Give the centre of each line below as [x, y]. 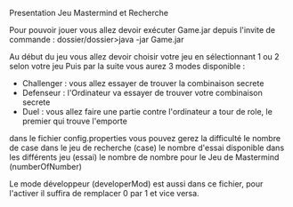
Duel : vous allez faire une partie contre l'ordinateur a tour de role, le [147, 111]
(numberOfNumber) [46, 167]
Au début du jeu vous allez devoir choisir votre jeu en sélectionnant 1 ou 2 [144, 56]
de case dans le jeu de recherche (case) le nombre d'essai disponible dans [147, 147]
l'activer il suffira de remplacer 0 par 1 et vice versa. [104, 193]
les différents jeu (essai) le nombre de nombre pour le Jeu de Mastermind [144, 157]
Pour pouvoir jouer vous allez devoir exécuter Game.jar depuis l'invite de [142, 30]
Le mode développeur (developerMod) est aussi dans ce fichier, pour [136, 184]
